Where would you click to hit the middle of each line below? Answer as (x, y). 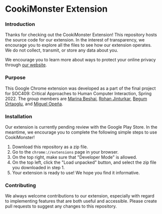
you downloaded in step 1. (38, 168)
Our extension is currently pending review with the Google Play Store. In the (81, 127)
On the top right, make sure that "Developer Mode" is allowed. (75, 157)
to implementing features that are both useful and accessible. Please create (81, 201)
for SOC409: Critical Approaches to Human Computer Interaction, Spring (79, 93)
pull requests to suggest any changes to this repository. (61, 206)
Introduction (20, 24)
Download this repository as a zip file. (50, 147)
